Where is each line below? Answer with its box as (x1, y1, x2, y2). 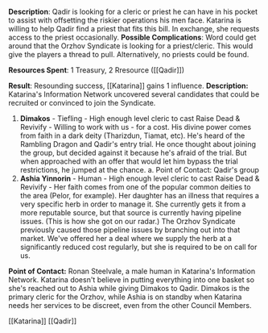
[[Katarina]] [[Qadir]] (8, 316, 77, 326)
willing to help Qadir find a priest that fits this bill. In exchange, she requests (8, 24, 260, 33)
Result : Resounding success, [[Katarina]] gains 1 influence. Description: (8, 81, 249, 90)
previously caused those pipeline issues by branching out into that (19, 225, 241, 235)
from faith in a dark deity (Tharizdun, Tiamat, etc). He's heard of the (19, 131, 245, 140)
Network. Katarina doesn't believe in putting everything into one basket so (8, 275, 255, 285)
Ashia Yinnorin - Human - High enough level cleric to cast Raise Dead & (19, 173, 260, 183)
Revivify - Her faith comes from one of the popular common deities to (19, 182, 251, 192)
